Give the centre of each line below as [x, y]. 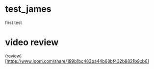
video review [32, 42]
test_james [28, 9]
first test [13, 23]
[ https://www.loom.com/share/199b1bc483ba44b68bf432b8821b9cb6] [77, 61]
